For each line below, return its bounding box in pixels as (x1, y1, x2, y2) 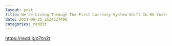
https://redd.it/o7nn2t (5, 35, 51, 41)
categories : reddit (5, 21, 47, 27)
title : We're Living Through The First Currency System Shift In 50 (5, 12, 155, 17)
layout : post (5, 7, 33, 13)
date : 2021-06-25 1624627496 (5, 17, 68, 22)
